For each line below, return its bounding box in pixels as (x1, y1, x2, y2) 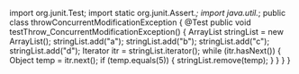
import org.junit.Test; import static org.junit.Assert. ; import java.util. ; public (9, 8, 286, 18)
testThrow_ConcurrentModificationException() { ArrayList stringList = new (9, 27, 284, 37)
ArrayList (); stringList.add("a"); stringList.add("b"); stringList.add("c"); (9, 36, 270, 46)
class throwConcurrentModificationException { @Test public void (9, 17, 251, 28)
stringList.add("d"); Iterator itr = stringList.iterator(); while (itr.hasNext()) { (9, 45, 282, 56)
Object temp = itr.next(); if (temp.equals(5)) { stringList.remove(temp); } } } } (9, 55, 291, 65)
